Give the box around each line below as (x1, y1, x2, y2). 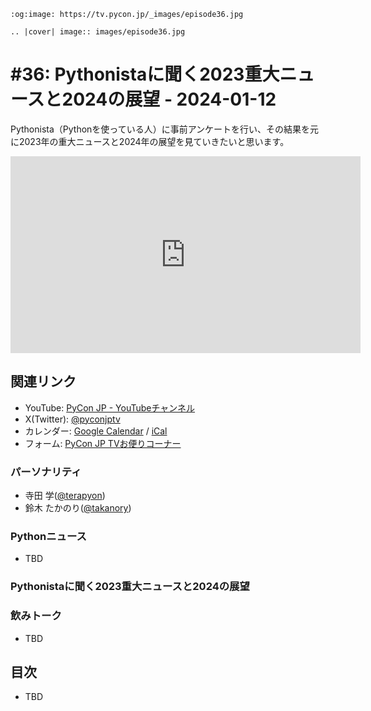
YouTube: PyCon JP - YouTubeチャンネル (24, 401, 196, 414)
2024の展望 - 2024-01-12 (61, 88, 277, 111)
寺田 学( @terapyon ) (24, 490, 106, 502)
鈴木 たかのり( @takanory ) (24, 502, 132, 514)
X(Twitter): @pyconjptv (24, 413, 121, 425)
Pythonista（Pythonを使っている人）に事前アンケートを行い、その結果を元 (10, 123, 320, 135)
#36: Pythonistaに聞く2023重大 (10, 63, 280, 86)
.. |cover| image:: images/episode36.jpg (10, 27, 186, 37)
